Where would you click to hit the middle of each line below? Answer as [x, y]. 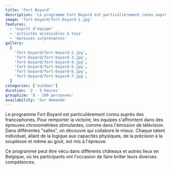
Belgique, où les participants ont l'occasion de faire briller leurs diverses [81, 157]
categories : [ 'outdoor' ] [32, 86]
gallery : [15, 43]
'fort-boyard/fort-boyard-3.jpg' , [51, 57]
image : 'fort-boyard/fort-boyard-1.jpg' [49, 19]
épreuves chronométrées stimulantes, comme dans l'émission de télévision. [85, 125]
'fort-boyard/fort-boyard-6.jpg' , [51, 72]
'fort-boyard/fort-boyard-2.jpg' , [51, 52]
